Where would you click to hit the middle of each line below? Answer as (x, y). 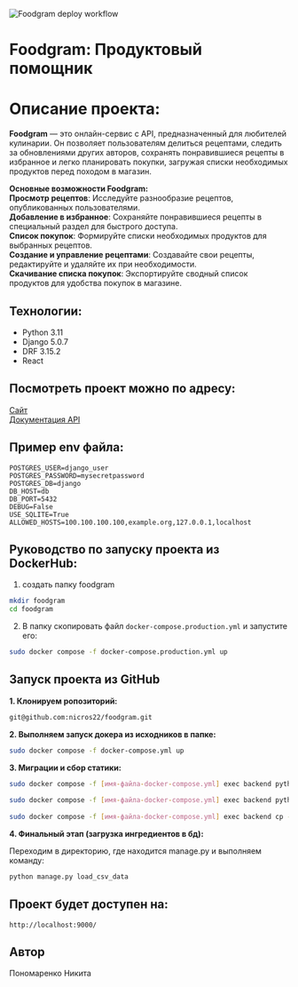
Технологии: (46, 311)
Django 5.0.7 (45, 341)
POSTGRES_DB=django (45, 483)
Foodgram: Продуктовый (106, 50)
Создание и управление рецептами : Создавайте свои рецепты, (132, 255)
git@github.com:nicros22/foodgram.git (81, 717)
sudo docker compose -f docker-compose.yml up (97, 751)
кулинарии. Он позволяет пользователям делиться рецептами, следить (145, 143)
